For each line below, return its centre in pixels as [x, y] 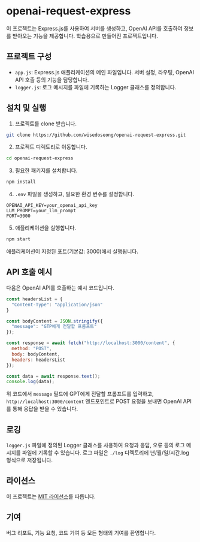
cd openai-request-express [40, 158]
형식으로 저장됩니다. [29, 460]
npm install [21, 182]
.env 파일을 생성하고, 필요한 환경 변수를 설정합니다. [75, 194]
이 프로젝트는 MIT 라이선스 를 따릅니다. [51, 496]
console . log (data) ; [31, 382]
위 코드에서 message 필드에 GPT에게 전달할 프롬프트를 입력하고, [80, 394]
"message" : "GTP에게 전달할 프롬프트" [54, 327]
